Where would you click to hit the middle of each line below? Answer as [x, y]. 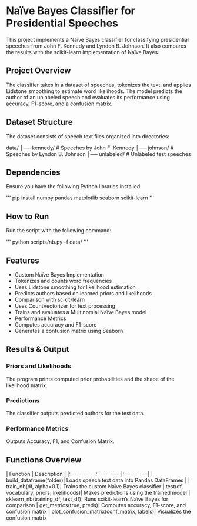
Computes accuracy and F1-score [56, 324]
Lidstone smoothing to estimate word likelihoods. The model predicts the [94, 91]
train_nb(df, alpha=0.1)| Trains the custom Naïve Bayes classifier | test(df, [95, 487]
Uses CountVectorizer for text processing [65, 306]
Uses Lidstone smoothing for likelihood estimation [75, 287]
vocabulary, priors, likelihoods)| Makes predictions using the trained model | [98, 493]
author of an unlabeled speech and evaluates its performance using [88, 97]
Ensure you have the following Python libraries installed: [74, 187]
